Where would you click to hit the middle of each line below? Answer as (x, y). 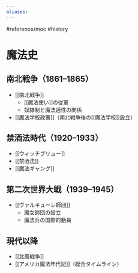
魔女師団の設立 (42, 213)
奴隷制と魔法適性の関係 (53, 109)
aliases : (17, 12)
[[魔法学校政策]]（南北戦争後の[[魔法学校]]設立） (75, 117)
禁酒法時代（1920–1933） (55, 138)
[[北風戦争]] (29, 257)
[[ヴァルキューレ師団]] (43, 205)
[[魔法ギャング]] (35, 168)
